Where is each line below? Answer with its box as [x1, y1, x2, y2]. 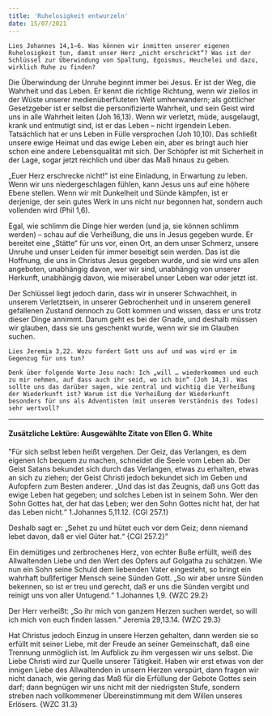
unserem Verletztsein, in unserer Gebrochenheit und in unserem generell [8, 297, 251, 307]
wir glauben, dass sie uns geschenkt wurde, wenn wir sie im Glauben [8, 322, 239, 333]
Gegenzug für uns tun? [8, 354, 85, 362]
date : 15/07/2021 [8, 19, 67, 28]
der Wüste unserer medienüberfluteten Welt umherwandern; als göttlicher [8, 94, 256, 104]
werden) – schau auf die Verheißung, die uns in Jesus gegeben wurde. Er [8, 229, 253, 239]
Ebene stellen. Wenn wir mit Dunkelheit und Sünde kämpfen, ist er [8, 188, 229, 197]
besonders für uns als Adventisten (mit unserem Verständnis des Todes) [8, 397, 259, 405]
